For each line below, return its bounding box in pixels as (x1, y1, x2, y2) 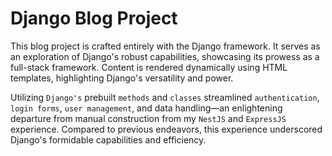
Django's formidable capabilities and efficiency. (10, 133, 207, 146)
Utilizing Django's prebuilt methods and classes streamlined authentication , (10, 91, 320, 103)
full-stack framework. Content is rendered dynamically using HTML (10, 61, 288, 73)
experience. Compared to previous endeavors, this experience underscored (10, 123, 323, 135)
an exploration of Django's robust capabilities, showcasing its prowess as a (10, 50, 320, 62)
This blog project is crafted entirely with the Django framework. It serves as (10, 40, 321, 52)
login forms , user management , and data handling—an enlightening (10, 102, 283, 114)
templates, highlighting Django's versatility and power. (10, 72, 234, 84)
